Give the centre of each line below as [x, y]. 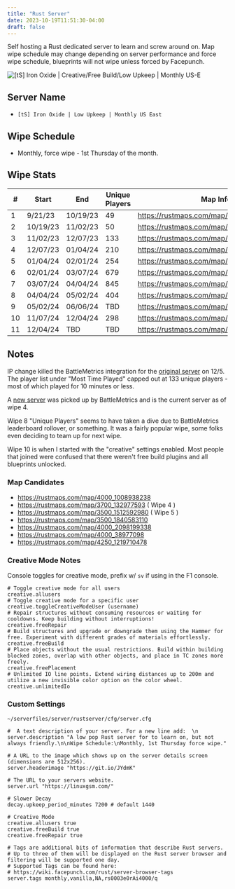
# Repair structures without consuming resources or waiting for [104, 613]
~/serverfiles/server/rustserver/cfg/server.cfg [79, 719]
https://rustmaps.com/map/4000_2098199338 [84, 527]
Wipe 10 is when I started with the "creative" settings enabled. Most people [115, 449]
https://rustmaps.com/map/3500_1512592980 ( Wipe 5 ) [98, 512]
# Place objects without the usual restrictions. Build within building [115, 650]
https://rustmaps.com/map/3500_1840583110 [83, 520]
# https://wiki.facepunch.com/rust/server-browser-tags [90, 872]
